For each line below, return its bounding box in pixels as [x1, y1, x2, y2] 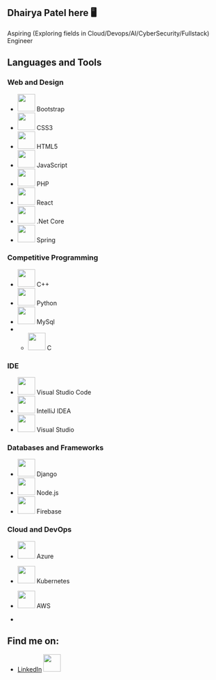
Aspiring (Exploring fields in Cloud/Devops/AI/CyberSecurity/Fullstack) [7, 29, 210, 38]
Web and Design [7, 77, 64, 87]
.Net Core [36, 216, 65, 226]
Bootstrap [36, 104, 65, 113]
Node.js [36, 489, 59, 497]
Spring [36, 235, 56, 244]
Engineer [7, 36, 33, 45]
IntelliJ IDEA [36, 407, 72, 416]
